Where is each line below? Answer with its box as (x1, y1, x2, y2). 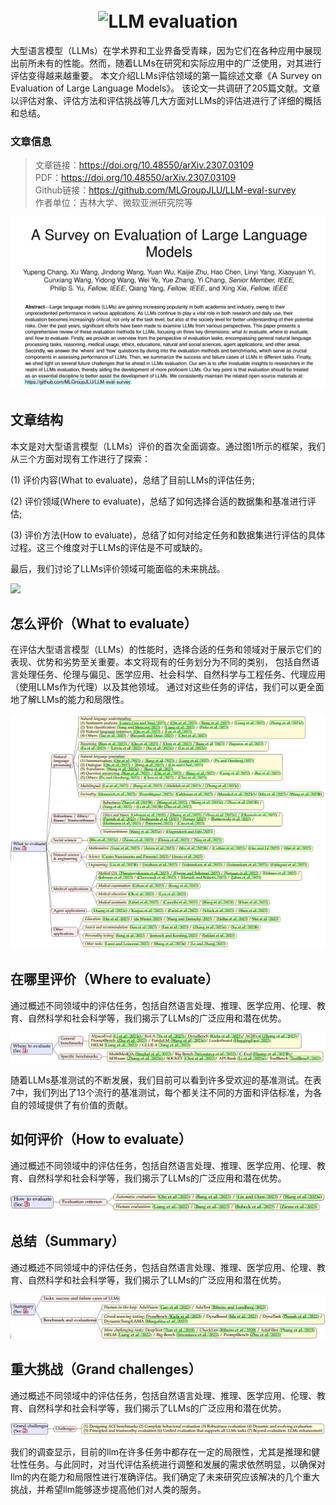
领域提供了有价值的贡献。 (27, 1099, 133, 1111)
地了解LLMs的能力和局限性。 (10, 694, 130, 706)
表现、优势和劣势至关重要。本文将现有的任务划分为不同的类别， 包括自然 (10, 656, 311, 668)
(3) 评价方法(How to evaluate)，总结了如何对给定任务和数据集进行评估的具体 (10, 529, 326, 541)
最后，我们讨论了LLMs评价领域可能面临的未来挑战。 (10, 562, 226, 574)
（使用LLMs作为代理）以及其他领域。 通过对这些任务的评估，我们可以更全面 (10, 681, 325, 693)
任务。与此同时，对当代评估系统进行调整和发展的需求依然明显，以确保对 (27, 1458, 326, 1470)
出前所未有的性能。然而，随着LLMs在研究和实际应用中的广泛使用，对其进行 (10, 57, 322, 69)
